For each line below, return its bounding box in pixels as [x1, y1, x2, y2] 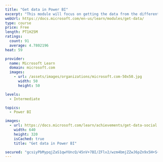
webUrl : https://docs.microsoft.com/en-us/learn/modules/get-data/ [5, 16, 145, 21]
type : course [5, 20, 32, 26]
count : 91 [9, 39, 29, 44]
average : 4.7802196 [9, 43, 49, 48]
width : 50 [17, 79, 38, 84]
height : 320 [14, 132, 38, 137]
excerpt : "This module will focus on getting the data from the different [5, 12, 160, 16]
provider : [5, 56, 25, 61]
